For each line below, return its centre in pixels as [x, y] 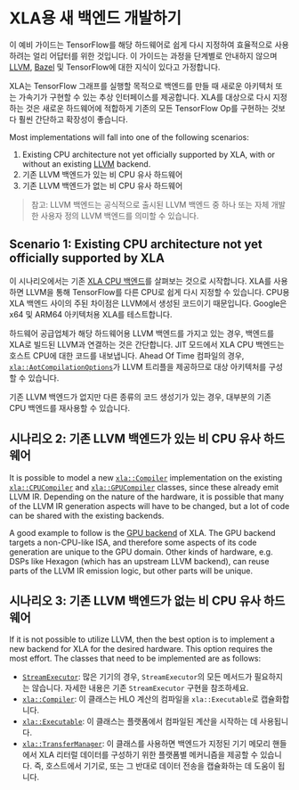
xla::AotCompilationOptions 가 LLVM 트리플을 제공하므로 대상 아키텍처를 [138, 366]
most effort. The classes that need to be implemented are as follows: [135, 658]
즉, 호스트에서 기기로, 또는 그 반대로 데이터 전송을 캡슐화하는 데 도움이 [155, 766]
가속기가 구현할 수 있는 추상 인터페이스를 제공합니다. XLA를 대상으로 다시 [145, 97]
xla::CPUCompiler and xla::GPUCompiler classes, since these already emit [144, 487]
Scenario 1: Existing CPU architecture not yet [136, 245]
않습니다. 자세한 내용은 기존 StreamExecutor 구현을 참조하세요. [140, 688]
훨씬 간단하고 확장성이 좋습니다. [73, 119]
